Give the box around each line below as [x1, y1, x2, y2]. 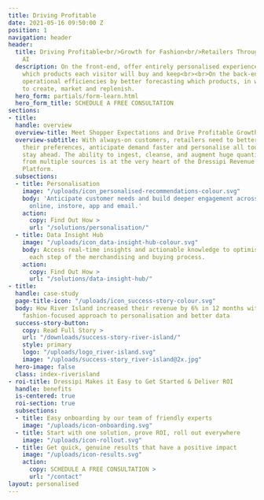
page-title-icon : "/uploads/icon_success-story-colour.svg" [15, 297, 216, 305]
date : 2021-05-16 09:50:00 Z [8, 19, 104, 27]
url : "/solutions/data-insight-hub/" [28, 275, 153, 283]
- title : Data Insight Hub [15, 231, 104, 239]
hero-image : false [15, 363, 76, 371]
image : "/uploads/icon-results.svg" [22, 450, 143, 459]
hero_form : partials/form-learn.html [15, 92, 139, 100]
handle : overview [15, 121, 72, 129]
